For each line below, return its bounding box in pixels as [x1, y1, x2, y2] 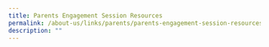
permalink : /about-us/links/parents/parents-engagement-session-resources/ [8, 19, 267, 27]
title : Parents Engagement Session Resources [8, 11, 163, 20]
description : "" [8, 26, 62, 34]
